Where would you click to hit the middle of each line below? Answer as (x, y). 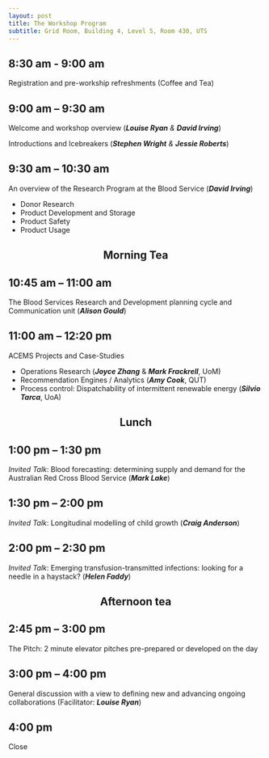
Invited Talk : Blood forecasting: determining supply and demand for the (127, 470)
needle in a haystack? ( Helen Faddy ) (70, 576)
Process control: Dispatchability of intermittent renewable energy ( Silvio (140, 388)
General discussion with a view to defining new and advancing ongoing (127, 693)
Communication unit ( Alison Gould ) (67, 311)
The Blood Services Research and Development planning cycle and (120, 302)
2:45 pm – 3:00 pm (57, 629)
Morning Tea (136, 255)
